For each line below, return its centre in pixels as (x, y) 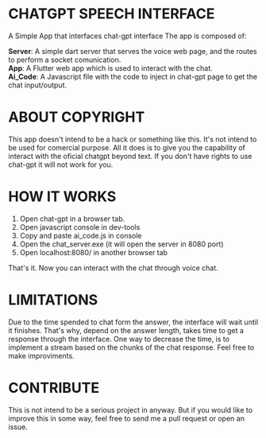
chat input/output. (38, 85)
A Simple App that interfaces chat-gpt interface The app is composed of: (127, 36)
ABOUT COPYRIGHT (77, 117)
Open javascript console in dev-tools (80, 227)
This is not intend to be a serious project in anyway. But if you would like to (130, 409)
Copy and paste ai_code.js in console (81, 235)
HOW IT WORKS (62, 197)
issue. (18, 427)
